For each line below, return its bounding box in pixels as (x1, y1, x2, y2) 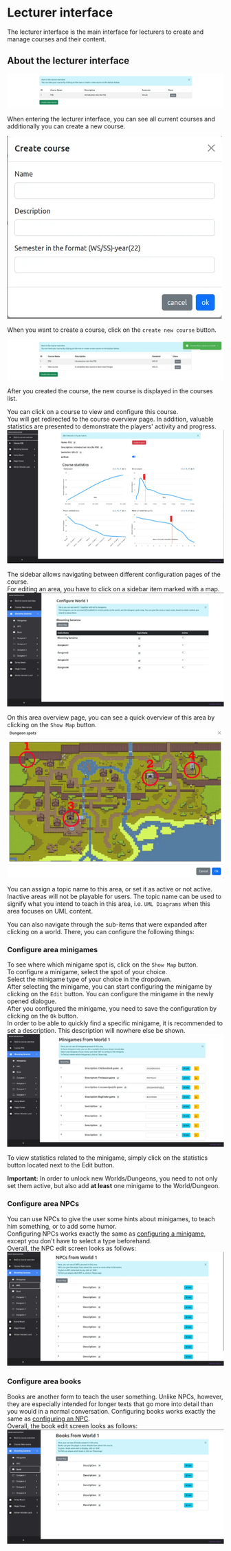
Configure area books (7, 1376, 81, 1386)
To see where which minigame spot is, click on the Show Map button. (7, 960, 198, 969)
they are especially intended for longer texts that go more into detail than (7, 1399, 214, 1408)
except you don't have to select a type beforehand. (7, 1236, 152, 1245)
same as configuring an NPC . (7, 1414, 91, 1423)
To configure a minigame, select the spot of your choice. (7, 967, 168, 976)
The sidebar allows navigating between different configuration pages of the (7, 570, 221, 578)
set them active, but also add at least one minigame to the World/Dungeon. (7, 1182, 220, 1190)
